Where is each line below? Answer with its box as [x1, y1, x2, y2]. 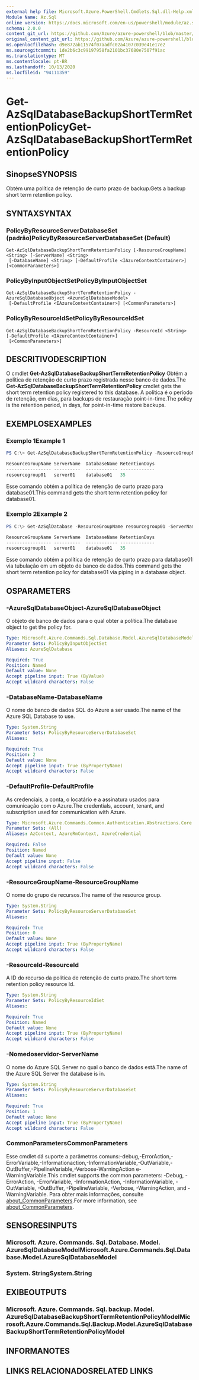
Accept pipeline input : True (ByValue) [6, 673, 105, 679]
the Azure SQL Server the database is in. [6, 1070, 105, 1077]
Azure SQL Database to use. [6, 713, 75, 720]
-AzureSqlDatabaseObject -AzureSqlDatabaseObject [6, 604, 161, 612]
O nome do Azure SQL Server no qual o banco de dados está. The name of [6, 1063, 188, 1070]
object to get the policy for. [6, 623, 72, 631]
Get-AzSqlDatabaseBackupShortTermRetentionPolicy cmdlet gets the [6, 383, 182, 390]
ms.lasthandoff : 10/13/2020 [6, 64, 76, 70]
